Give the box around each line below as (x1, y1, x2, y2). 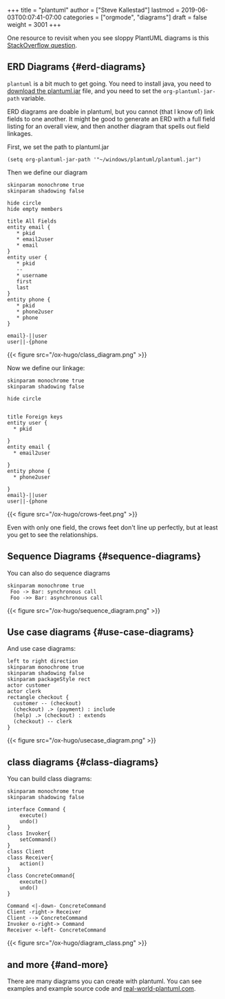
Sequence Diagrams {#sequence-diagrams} (7, 551, 202, 563)
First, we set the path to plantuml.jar (7, 143, 109, 151)
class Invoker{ (7, 830, 51, 837)
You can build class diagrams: (7, 775, 92, 783)
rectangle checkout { (7, 694, 69, 701)
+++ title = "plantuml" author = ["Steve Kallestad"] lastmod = (7, 6, 180, 14)
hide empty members (7, 205, 63, 212)
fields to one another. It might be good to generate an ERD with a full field (7, 114, 215, 123)
